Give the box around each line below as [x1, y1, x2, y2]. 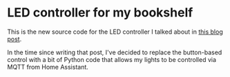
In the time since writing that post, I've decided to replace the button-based [7, 48, 222, 56]
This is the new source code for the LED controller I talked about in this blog [7, 27, 223, 36]
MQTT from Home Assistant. [7, 63, 88, 71]
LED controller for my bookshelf [7, 5, 193, 21]
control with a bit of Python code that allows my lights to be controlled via [7, 55, 216, 63]
